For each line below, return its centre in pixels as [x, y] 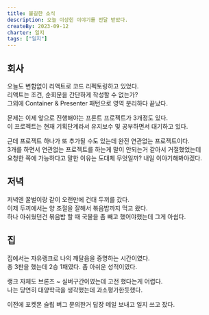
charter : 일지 [26, 33]
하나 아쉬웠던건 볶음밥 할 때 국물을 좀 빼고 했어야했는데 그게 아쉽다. [97, 216]
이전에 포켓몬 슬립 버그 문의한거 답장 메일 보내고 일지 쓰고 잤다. [91, 304]
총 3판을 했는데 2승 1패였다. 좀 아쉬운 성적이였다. [72, 266]
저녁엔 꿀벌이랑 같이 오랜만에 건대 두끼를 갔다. [69, 199]
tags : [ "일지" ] [27, 39]
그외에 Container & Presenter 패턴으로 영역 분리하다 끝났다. [88, 103]
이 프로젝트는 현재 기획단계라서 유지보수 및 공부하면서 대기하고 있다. [98, 126]
